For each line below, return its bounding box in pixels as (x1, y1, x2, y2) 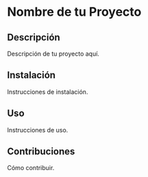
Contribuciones (7, 145, 75, 158)
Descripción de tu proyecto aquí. (7, 49, 99, 58)
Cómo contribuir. (7, 164, 55, 172)
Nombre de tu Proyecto (7, 4, 142, 20)
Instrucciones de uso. (7, 126, 69, 134)
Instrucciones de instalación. (7, 87, 88, 96)
